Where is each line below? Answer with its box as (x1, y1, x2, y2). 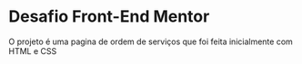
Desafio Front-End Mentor (8, 6, 210, 27)
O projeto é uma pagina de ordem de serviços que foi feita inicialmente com (8, 36, 293, 47)
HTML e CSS (8, 45, 57, 56)
